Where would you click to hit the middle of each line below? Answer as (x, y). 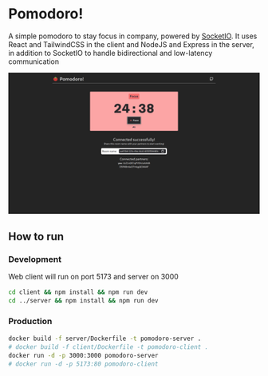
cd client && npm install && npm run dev (78, 292)
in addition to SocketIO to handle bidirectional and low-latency (110, 53)
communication (34, 61)
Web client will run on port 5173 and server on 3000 (94, 277)
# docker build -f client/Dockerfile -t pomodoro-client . (108, 347)
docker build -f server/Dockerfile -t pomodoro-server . (105, 339)
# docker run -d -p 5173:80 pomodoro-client (83, 364)
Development (35, 259)
